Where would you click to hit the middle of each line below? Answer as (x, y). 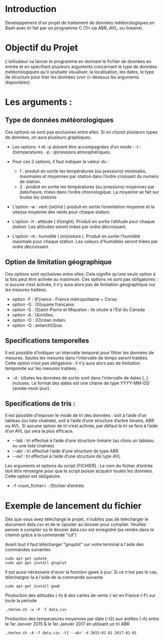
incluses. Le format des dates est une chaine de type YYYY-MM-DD (81, 383)
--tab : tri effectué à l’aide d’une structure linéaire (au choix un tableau (83, 440)
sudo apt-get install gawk (33, 586)
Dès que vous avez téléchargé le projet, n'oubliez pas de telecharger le (77, 519)
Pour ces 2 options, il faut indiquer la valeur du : (60, 161)
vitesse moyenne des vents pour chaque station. (61, 212)
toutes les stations (38, 197)
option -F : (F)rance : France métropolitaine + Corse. (65, 299)
